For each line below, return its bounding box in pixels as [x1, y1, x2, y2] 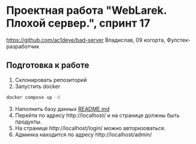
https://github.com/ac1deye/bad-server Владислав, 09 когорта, [6, 36, 165, 43]
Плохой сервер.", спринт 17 [6, 16, 150, 30]
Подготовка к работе [6, 60, 90, 70]
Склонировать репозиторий [14, 76, 87, 83]
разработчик [6, 43, 40, 50]
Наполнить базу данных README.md [14, 105, 110, 112]
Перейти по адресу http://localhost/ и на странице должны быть [14, 111, 180, 119]
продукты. [14, 118, 42, 125]
